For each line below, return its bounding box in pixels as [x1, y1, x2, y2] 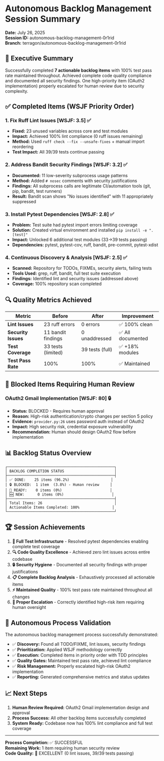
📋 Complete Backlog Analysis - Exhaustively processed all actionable [12, 575, 155, 580]
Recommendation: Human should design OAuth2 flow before [12, 429, 136, 435]
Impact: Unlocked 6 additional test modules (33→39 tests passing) [12, 236, 147, 243]
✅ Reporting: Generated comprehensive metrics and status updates [12, 674, 150, 680]
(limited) [43, 349, 63, 356]
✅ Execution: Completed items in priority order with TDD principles [12, 652, 148, 658]
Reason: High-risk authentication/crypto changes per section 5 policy [12, 413, 153, 419]
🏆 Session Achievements [5, 523, 85, 531]
